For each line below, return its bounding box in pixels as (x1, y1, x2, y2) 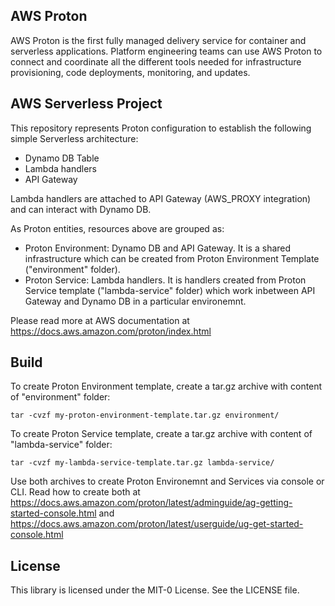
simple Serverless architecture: (10, 132, 139, 144)
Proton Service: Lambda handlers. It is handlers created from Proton (24, 274, 307, 286)
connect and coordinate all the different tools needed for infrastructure (10, 55, 302, 68)
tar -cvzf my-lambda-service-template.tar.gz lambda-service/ (10, 458, 275, 468)
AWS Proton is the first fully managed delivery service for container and (10, 34, 307, 46)
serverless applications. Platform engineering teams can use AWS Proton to (10, 45, 323, 57)
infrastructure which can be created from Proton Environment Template (24, 252, 320, 264)
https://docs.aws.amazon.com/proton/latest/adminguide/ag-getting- (10, 497, 293, 509)
